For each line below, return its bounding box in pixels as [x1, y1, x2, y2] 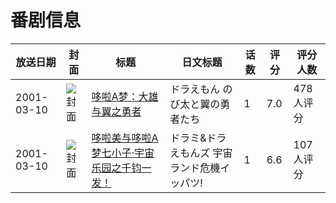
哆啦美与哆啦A [91, 131, 159, 145]
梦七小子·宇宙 [91, 146, 155, 160]
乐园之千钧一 [91, 161, 152, 175]
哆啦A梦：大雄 [91, 89, 159, 103]
